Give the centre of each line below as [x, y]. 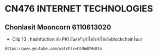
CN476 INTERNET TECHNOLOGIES [79, 9]
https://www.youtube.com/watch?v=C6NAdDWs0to [53, 48]
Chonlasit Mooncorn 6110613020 [58, 27]
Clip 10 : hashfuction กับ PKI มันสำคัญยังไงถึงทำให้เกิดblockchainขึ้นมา [77, 39]
